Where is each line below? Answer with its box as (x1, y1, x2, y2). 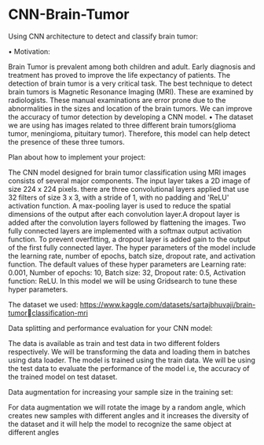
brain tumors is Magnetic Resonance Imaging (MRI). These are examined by (8, 86, 254, 96)
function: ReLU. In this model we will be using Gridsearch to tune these (8, 276, 237, 285)
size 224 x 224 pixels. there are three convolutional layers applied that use (8, 184, 250, 193)
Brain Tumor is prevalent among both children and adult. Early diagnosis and (8, 61, 255, 72)
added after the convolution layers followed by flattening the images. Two (8, 218, 246, 227)
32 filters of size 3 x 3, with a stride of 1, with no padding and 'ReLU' (8, 193, 229, 202)
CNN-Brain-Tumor (8, 6, 130, 24)
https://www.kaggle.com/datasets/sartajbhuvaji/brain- (79, 300, 256, 309)
